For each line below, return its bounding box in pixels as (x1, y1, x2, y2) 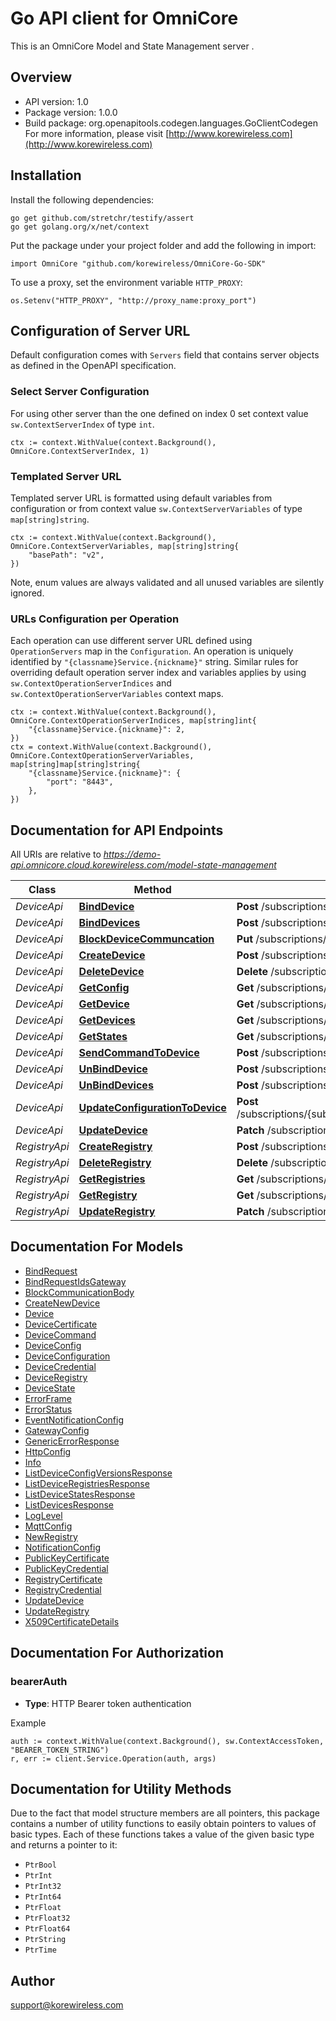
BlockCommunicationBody (24, 1286, 135, 1298)
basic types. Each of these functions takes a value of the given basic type (10, 1828, 315, 1841)
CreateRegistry (78, 1140, 153, 1154)
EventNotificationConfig (24, 1413, 124, 1426)
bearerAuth (10, 1675, 68, 1689)
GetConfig (78, 981, 130, 995)
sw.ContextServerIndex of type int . (10, 418, 155, 430)
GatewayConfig (24, 1424, 90, 1436)
